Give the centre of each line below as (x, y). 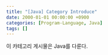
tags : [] (17, 28)
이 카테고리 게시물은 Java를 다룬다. (47, 46)
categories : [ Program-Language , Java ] (54, 23)
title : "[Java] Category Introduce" (52, 12)
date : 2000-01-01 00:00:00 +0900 (48, 17)
